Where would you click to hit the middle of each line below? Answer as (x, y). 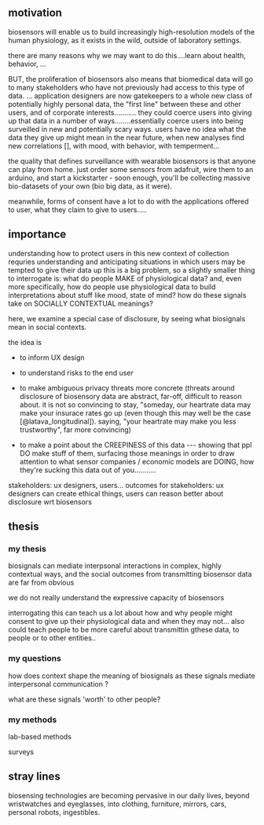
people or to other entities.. (52, 638)
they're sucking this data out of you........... (88, 470)
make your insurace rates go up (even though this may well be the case (135, 412)
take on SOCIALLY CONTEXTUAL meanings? (81, 303)
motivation (35, 13)
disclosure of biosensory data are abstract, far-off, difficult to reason (130, 396)
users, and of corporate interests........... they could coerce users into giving (130, 112)
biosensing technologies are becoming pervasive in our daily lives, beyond (129, 795)
